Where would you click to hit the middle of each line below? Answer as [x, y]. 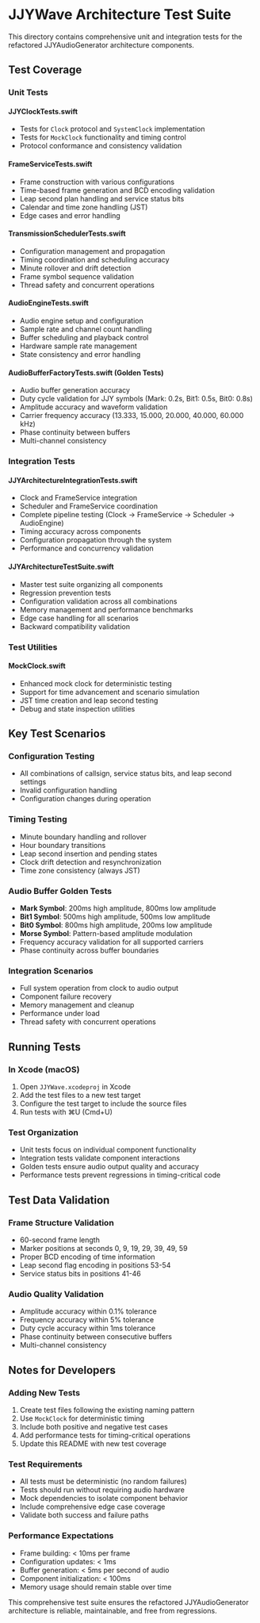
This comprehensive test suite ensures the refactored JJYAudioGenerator [128, 1602]
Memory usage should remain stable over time [96, 1587]
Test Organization [44, 1132]
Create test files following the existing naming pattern [107, 1410]
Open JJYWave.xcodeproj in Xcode [75, 1086]
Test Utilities [33, 647]
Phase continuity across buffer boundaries [89, 950]
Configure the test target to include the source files [103, 1103]
